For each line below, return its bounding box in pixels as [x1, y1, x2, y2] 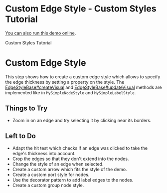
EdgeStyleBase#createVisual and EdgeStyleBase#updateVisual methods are [5, 84, 162, 90]
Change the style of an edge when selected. [12, 161, 104, 167]
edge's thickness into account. [12, 150, 76, 156]
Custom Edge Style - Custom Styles [5, 3, 157, 14]
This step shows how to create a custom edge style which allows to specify [5, 73, 161, 80]
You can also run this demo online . [5, 30, 76, 36]
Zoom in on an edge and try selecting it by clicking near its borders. [12, 117, 152, 123]
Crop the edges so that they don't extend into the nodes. [12, 156, 129, 162]
